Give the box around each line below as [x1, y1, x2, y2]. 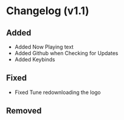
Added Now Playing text [14, 43, 74, 50]
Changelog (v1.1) [6, 4, 90, 18]
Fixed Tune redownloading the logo [14, 89, 102, 96]
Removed [6, 106, 42, 116]
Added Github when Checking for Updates [14, 50, 119, 57]
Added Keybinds [14, 56, 56, 63]
